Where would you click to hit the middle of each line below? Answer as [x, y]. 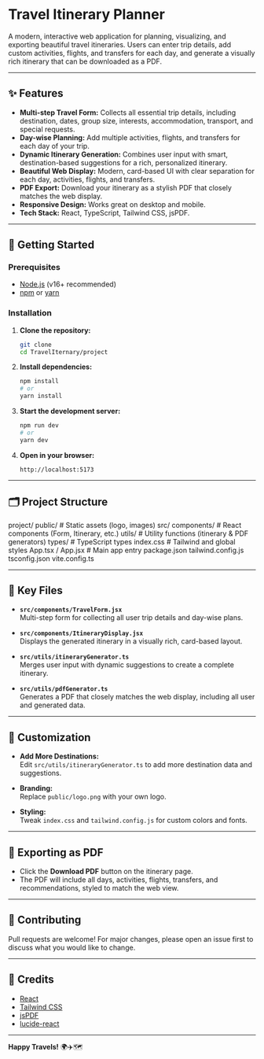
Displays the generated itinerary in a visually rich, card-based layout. [131, 641]
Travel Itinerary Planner [86, 15]
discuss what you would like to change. [72, 947]
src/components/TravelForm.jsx [71, 610]
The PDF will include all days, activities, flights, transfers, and [119, 880]
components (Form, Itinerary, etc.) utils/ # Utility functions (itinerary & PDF [128, 533]
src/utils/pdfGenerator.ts [64, 689]
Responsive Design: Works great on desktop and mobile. [112, 204]
